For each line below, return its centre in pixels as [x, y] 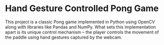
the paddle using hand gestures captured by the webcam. [64, 37]
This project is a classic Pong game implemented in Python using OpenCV [80, 22]
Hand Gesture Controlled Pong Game [82, 8]
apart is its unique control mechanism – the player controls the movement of [82, 32]
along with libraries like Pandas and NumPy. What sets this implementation [81, 27]
